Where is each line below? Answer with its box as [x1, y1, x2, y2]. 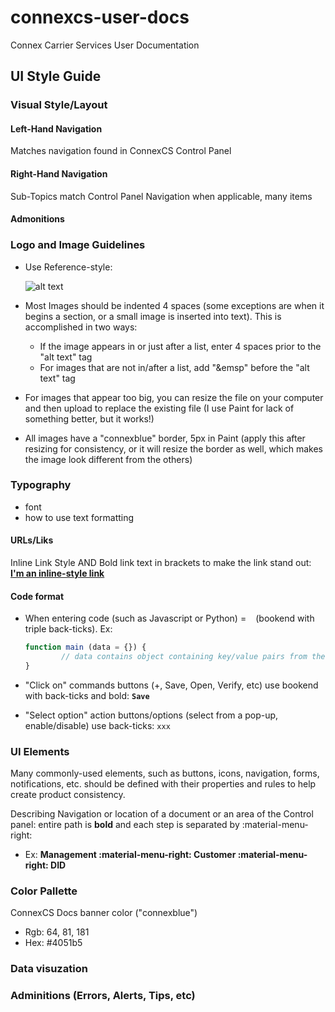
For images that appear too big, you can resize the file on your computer [24, 391, 324, 403]
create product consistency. [10, 789, 126, 801]
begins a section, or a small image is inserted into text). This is [24, 310, 282, 322]
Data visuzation [10, 962, 88, 976]
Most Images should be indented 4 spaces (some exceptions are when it [24, 299, 325, 311]
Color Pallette [10, 884, 78, 898]
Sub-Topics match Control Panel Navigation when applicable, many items [10, 190, 313, 202]
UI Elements [10, 744, 70, 758]
